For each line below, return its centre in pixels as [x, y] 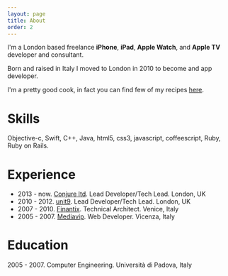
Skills [24, 118]
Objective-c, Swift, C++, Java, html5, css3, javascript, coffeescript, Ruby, [114, 138]
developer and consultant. [45, 55]
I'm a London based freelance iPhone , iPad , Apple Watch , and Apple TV [114, 48]
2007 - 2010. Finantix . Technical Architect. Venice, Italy [98, 209]
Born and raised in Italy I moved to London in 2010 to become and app [110, 69]
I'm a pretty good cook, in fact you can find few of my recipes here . [106, 90]
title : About [27, 21]
